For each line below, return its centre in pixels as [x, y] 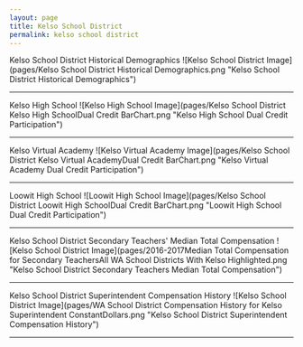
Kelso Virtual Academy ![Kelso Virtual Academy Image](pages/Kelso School [150, 151]
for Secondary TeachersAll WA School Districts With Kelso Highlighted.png [148, 260]
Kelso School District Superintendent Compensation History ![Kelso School [148, 295]
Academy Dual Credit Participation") [77, 170]
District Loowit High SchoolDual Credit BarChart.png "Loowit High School [146, 205]
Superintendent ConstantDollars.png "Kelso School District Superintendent [148, 315]
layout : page [34, 18]
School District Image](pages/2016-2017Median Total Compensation [162, 250]
